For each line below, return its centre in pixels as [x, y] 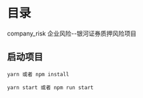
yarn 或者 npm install [38, 74]
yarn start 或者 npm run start [50, 87]
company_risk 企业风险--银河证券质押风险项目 [72, 33]
